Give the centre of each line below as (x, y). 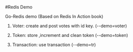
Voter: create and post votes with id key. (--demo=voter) (69, 26)
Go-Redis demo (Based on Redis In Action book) (54, 16)
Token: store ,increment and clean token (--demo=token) (70, 35)
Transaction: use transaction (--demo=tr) (54, 45)
